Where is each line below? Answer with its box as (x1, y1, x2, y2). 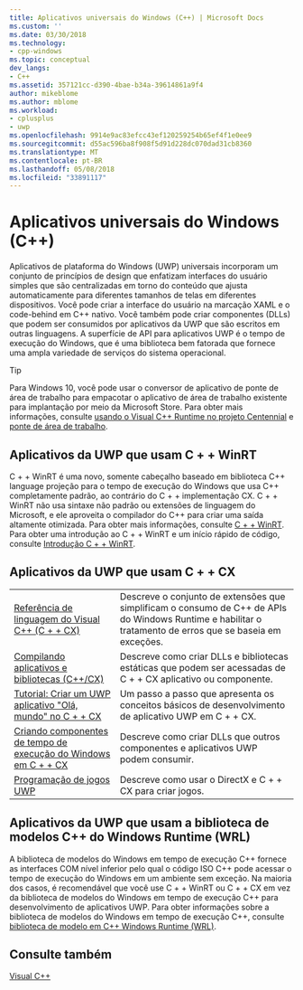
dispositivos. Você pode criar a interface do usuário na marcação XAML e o (9, 299, 290, 310)
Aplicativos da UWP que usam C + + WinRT (9, 447, 257, 462)
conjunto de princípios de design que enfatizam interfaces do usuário (9, 270, 268, 281)
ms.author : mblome (9, 97, 78, 107)
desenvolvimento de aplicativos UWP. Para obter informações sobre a (9, 901, 270, 912)
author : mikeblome (9, 89, 78, 98)
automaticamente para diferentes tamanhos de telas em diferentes (9, 290, 257, 301)
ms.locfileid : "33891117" (9, 173, 106, 182)
